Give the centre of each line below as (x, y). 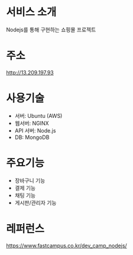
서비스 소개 (31, 12)
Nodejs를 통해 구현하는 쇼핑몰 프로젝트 (51, 30)
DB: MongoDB (32, 137)
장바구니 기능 (30, 180)
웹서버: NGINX (32, 123)
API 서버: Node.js (35, 130)
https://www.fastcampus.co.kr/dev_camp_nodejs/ (66, 246)
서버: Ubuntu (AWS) (38, 115)
